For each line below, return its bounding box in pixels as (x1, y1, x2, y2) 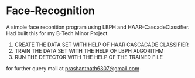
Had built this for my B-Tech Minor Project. (6, 29, 110, 36)
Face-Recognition (6, 4, 95, 18)
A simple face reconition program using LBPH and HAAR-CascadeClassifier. (6, 23, 190, 30)
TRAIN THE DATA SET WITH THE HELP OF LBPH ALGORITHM (14, 47, 164, 54)
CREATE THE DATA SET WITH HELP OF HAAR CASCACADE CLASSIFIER (14, 41, 189, 48)
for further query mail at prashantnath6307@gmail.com (6, 65, 139, 72)
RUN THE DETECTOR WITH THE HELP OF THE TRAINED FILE (14, 53, 163, 60)
